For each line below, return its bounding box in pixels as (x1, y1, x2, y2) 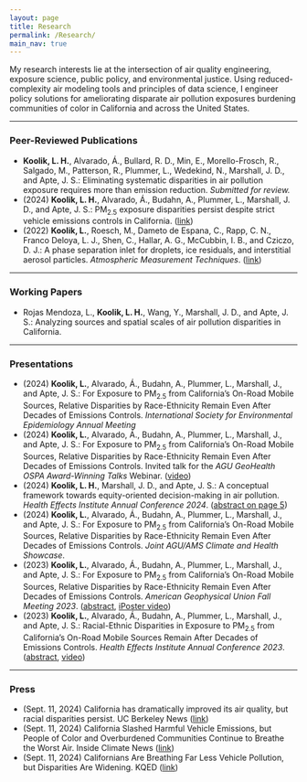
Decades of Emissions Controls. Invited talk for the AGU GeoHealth (22, 460, 276, 471)
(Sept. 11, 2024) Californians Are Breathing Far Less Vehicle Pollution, (22, 752, 285, 764)
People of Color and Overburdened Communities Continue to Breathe (22, 733, 285, 744)
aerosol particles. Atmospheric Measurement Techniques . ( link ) (22, 254, 262, 265)
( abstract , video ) (22, 651, 86, 662)
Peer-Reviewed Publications (9, 134, 139, 147)
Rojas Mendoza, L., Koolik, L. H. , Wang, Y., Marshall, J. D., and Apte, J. (22, 306, 290, 317)
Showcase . (22, 550, 66, 561)
